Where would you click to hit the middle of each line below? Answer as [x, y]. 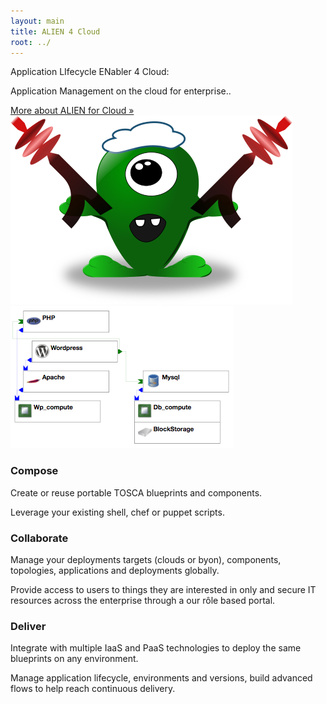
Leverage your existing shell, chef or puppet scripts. [117, 512]
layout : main [37, 21]
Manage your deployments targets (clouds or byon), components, [146, 559]
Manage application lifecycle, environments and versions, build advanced [161, 678]
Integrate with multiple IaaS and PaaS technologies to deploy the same [156, 648]
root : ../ [31, 42]
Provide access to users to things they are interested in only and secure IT [163, 589]
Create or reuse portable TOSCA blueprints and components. [136, 492]
